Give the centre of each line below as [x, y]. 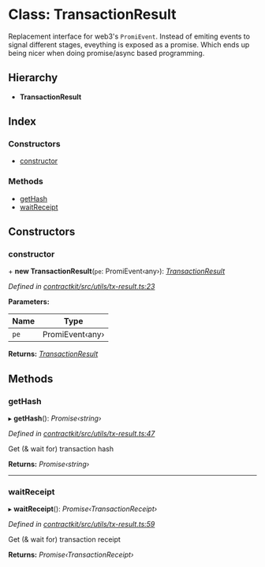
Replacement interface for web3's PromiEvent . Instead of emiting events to [129, 36]
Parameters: [29, 302]
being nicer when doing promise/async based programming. [106, 53]
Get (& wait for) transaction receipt [64, 539]
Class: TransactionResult [92, 15]
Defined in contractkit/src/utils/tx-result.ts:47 [82, 434]
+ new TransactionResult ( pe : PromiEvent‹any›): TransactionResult [117, 271]
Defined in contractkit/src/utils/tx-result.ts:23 [82, 287]
